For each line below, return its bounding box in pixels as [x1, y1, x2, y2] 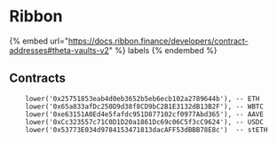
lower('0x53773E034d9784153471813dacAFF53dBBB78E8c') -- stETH [25, 125, 268, 134]
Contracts [9, 71, 67, 86]
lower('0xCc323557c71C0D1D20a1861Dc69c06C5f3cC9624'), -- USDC [25, 117, 265, 126]
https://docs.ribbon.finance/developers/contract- [67, 35, 249, 46]
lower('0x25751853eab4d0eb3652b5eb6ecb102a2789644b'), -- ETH [25, 94, 260, 103]
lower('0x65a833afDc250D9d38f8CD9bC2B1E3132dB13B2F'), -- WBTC [25, 102, 265, 111]
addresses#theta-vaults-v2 [9, 44, 109, 55]
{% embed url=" [9, 35, 69, 46]
